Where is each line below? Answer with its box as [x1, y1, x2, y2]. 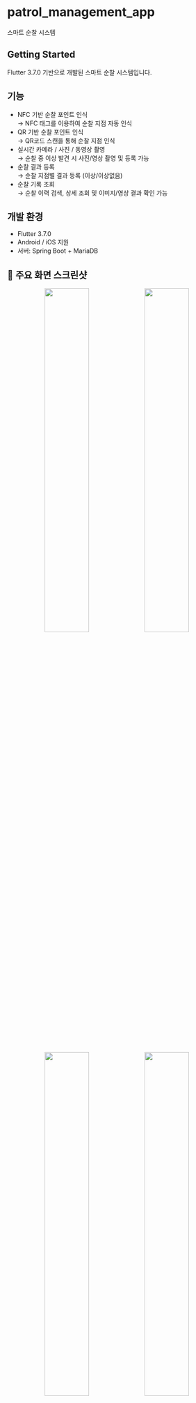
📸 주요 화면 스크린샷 [7, 269, 88, 281]
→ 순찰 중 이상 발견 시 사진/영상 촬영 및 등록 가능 [17, 154, 149, 162]
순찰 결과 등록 [17, 162, 55, 171]
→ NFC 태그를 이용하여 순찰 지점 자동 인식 [17, 119, 132, 127]
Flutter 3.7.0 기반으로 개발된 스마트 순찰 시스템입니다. [7, 68, 152, 77]
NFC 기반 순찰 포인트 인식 [17, 110, 88, 118]
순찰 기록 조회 [17, 180, 55, 188]
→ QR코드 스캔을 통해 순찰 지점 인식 [17, 136, 115, 145]
